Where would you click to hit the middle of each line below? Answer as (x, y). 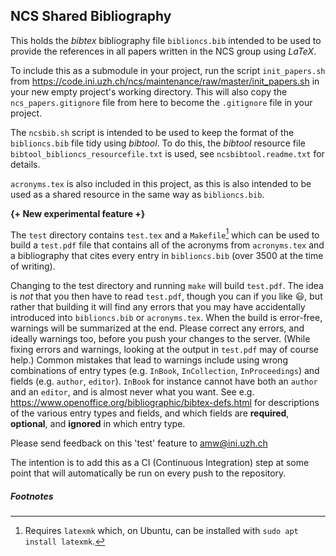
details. (25, 164)
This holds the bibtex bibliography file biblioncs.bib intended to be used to (166, 40)
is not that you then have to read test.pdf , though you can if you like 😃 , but (166, 296)
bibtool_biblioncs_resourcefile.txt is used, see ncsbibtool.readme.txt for (167, 153)
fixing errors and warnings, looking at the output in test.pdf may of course (164, 350)
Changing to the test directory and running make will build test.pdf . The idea (167, 286)
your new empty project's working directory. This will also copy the (149, 91)
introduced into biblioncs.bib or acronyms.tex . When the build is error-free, (166, 318)
